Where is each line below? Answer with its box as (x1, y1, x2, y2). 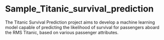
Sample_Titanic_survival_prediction (5, 3, 154, 14)
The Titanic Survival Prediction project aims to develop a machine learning (5, 19, 155, 25)
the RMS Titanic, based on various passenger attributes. (5, 29, 119, 35)
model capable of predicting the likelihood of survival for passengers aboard (5, 24, 160, 30)
